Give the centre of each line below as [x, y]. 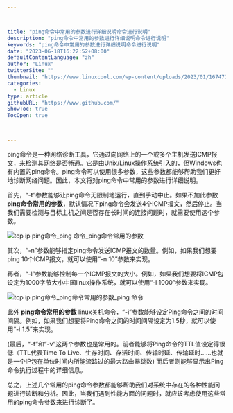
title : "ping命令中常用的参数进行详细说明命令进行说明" [79, 32]
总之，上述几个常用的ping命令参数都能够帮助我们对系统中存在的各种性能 [111, 385]
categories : [24, 83]
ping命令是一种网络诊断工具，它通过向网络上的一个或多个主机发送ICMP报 [112, 154]
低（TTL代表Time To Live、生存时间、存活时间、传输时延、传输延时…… [109, 353]
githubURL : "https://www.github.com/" [63, 103]
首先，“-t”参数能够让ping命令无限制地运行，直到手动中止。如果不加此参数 [113, 195]
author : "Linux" [31, 64]
